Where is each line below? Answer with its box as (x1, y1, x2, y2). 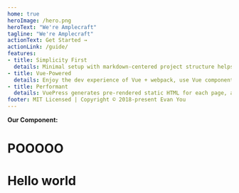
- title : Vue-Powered (7, 70, 72, 77)
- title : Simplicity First (7, 57, 87, 64)
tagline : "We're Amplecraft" (7, 30, 94, 38)
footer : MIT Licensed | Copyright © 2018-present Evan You (7, 96, 186, 104)
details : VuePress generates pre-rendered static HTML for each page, (14, 89, 228, 96)
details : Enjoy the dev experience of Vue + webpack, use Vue (14, 76, 202, 84)
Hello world (7, 173, 77, 189)
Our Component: (7, 116, 58, 124)
